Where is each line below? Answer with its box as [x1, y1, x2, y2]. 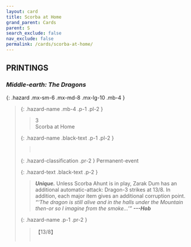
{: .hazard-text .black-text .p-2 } [20, 168, 98, 175]
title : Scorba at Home [6, 14, 62, 20]
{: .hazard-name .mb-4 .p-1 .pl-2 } [20, 105, 103, 112]
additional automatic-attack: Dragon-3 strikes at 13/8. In [35, 186, 171, 193]
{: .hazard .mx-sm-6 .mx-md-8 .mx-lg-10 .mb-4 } [6, 94, 125, 101]
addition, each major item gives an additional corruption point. [35, 192, 186, 199]
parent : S [6, 25, 31, 31]
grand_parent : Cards [6, 19, 57, 25]
